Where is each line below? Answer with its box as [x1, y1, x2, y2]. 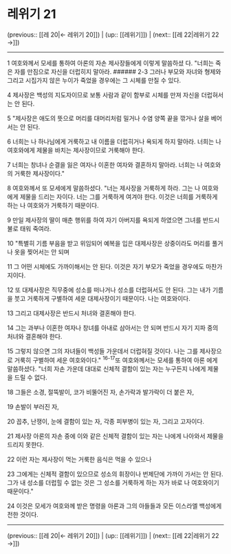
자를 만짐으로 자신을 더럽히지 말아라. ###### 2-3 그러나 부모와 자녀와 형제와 [14, 67, 221, 76]
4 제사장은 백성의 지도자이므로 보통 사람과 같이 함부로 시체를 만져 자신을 [7, 90, 200, 99]
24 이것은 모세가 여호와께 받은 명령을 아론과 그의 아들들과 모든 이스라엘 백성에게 [7, 502, 222, 510]
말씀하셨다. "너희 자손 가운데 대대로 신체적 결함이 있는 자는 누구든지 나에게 [7, 364, 206, 373]
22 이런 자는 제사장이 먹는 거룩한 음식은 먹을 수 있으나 [7, 455, 152, 463]
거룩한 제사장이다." [14, 169, 65, 177]
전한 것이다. [7, 510, 39, 518]
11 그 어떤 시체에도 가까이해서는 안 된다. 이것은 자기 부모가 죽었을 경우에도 [7, 262, 205, 270]
